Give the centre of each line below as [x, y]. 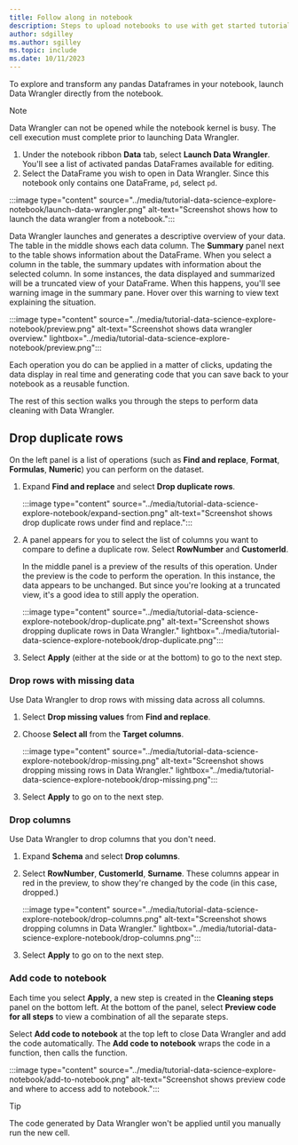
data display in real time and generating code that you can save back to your [149, 374]
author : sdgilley [41, 34]
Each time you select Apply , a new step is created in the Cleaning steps [141, 998]
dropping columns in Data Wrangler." [89, 928]
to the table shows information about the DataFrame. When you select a [141, 255]
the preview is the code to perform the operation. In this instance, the [149, 576]
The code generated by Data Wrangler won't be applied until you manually [145, 1123]
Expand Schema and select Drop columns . [101, 856]
